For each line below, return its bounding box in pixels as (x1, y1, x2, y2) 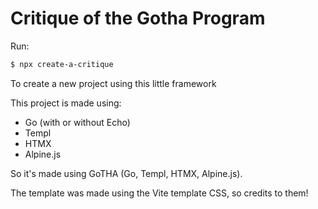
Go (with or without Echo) (24, 116, 131, 128)
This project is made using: (10, 97, 122, 109)
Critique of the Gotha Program (10, 7, 266, 30)
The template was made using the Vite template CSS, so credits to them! (10, 187, 309, 199)
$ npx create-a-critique (10, 59, 114, 69)
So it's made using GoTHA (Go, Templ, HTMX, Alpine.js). (10, 167, 243, 179)
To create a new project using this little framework (10, 77, 217, 89)
